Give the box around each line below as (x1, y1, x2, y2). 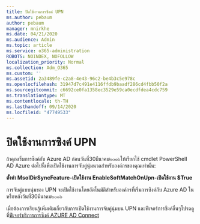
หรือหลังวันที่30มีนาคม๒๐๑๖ (6, 193, 63, 200)
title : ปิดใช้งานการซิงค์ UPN (6, 8, 64, 15)
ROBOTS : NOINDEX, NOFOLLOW (6, 53, 74, 59)
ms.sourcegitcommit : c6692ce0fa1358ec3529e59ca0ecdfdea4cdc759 (6, 87, 168, 93)
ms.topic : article (6, 43, 52, 49)
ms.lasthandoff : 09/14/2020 (6, 103, 77, 110)
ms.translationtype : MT (6, 92, 66, 98)
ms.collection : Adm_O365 (6, 64, 68, 71)
